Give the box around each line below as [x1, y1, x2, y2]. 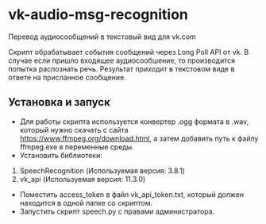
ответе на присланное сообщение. [8, 72, 127, 82]
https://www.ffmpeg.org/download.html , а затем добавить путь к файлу [19, 133, 259, 143]
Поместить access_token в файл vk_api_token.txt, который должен [19, 189, 245, 199]
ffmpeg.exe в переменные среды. [19, 141, 134, 152]
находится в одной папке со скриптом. [19, 198, 153, 207]
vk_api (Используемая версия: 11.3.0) [19, 174, 146, 183]
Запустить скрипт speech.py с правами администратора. [19, 207, 215, 216]
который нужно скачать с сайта [19, 125, 129, 134]
